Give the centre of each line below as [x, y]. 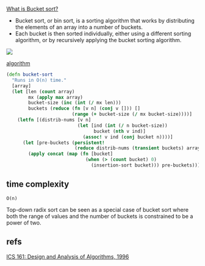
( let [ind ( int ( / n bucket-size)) [122, 125]
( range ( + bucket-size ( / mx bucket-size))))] [132, 114]
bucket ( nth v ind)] [120, 131]
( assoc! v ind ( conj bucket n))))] [128, 137]
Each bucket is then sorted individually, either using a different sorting [103, 34]
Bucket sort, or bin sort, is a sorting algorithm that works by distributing [105, 20]
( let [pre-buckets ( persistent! [63, 143]
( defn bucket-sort [30, 74]
